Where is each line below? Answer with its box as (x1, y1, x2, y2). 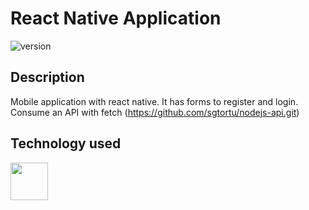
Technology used (10, 135, 122, 152)
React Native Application (10, 7, 222, 30)
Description (10, 69, 85, 86)
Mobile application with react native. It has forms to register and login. (10, 95, 299, 107)
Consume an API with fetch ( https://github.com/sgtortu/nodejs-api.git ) (10, 106, 300, 118)
